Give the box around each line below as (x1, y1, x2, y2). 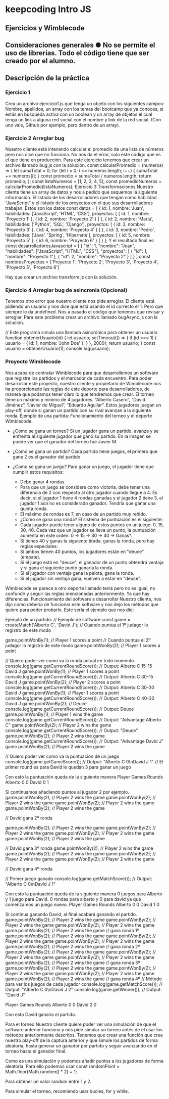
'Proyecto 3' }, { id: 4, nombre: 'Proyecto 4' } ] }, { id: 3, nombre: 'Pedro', (5, 226, 155, 233)
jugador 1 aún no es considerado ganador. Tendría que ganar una (20, 500, 156, 506)
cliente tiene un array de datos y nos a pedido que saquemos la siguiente (5, 189, 157, 195)
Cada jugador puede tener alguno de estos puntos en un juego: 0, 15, (20, 522, 164, 528)
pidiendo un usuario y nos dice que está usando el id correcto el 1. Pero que (5, 303, 163, 309)
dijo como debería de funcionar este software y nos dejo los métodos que (5, 601, 159, 607)
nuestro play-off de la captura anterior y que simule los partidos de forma (5, 1037, 158, 1043)
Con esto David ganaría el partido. (5, 1011, 77, 1017)
